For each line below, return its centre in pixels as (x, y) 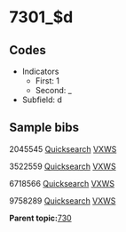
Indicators (40, 71)
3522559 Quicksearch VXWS (63, 166)
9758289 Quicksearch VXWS (63, 200)
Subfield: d (42, 100)
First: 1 (47, 81)
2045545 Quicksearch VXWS (63, 148)
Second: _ (54, 90)
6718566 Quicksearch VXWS (62, 183)
